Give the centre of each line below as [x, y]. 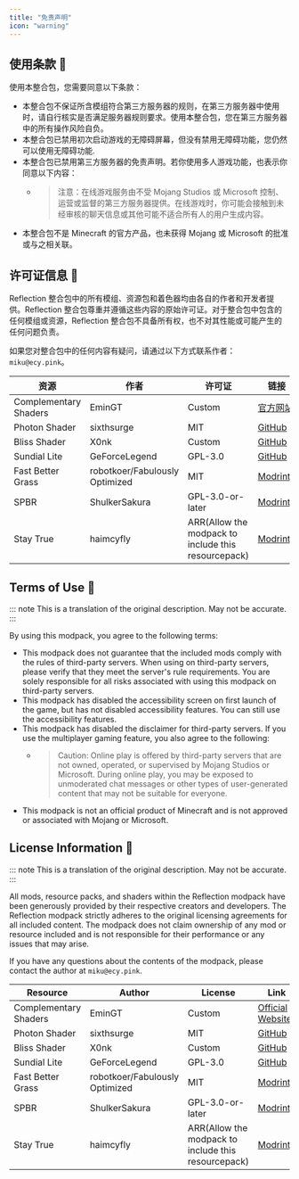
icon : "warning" [39, 26]
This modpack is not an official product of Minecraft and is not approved [155, 810]
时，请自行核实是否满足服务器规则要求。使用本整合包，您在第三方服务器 [154, 118]
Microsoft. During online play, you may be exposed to [155, 774]
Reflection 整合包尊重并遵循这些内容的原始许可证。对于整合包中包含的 [154, 309]
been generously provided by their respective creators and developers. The [148, 905]
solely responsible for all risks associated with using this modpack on [149, 681]
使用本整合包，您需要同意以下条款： [76, 87]
